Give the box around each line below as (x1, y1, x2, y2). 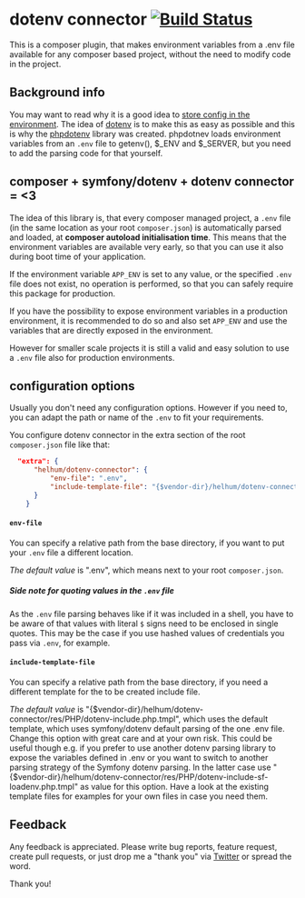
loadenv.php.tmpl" (9, 782, 79, 792)
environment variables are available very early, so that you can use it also (9, 241, 284, 252)
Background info (9, 85, 106, 100)
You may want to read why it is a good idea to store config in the (9, 109, 251, 120)
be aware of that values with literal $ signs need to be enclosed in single (9, 618, 279, 629)
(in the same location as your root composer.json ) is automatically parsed (9, 222, 282, 233)
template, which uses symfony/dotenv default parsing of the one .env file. (9, 723, 285, 733)
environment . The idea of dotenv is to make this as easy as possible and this (9, 118, 295, 129)
